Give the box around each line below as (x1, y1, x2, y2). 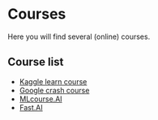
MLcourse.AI (19, 94, 62, 104)
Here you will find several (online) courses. (7, 32, 151, 41)
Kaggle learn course (19, 76, 88, 86)
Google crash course (19, 85, 90, 95)
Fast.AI (19, 102, 44, 112)
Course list (7, 55, 64, 69)
